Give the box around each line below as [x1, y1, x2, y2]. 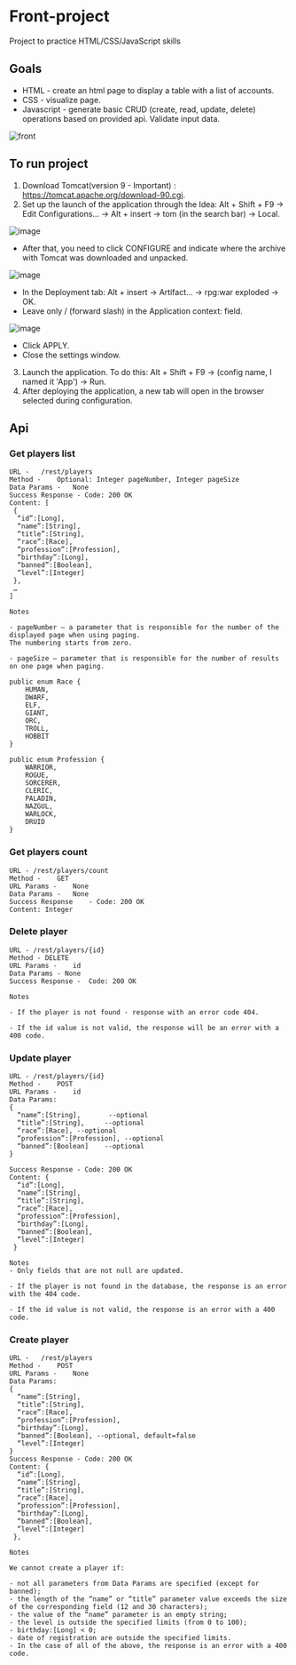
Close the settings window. [21, 349, 121, 360]
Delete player [9, 925, 68, 938]
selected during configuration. [21, 395, 133, 405]
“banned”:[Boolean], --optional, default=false [17, 1431, 197, 1441]
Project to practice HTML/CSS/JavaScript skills [9, 36, 182, 46]
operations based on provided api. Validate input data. [21, 113, 220, 124]
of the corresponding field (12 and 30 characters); [9, 1603, 208, 1612]
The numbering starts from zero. [9, 638, 133, 648]
